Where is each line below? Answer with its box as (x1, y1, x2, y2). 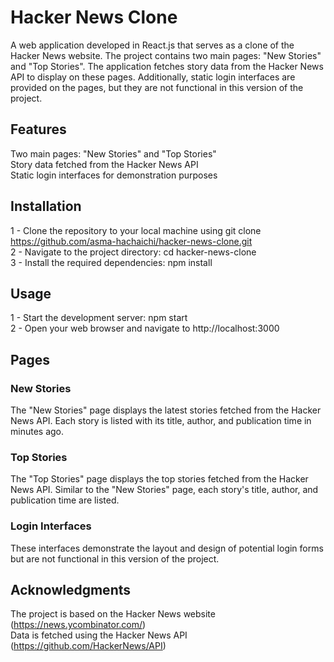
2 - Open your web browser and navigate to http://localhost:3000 (10, 322, 280, 335)
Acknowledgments (10, 582, 132, 599)
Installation (10, 198, 82, 215)
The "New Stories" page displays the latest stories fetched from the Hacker (10, 404, 322, 416)
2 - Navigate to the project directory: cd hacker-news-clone (10, 246, 257, 258)
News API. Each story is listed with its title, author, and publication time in (10, 415, 312, 427)
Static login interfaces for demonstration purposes (10, 169, 218, 181)
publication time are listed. (10, 494, 120, 506)
